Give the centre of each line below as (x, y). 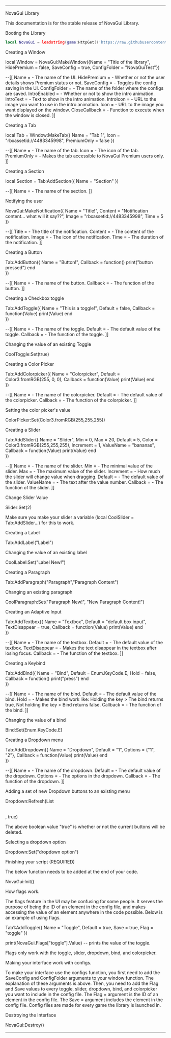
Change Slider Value (27, 497)
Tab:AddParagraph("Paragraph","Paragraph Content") (62, 582)
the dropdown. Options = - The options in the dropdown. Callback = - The (83, 776)
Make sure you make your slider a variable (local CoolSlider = (69, 517)
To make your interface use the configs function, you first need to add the (83, 972)
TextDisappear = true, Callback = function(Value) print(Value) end (74, 627)
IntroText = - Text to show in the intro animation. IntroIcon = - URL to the (81, 99)
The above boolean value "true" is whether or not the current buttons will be (85, 827)
